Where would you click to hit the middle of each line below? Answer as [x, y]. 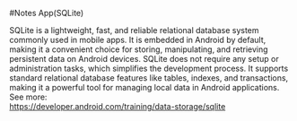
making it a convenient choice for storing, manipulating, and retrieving [139, 49]
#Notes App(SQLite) [47, 13]
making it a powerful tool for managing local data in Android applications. [144, 87]
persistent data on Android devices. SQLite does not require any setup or [144, 59]
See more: [28, 97]
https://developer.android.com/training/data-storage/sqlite [118, 106]
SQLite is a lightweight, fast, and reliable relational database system [134, 30]
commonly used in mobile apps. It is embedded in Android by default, [138, 40]
